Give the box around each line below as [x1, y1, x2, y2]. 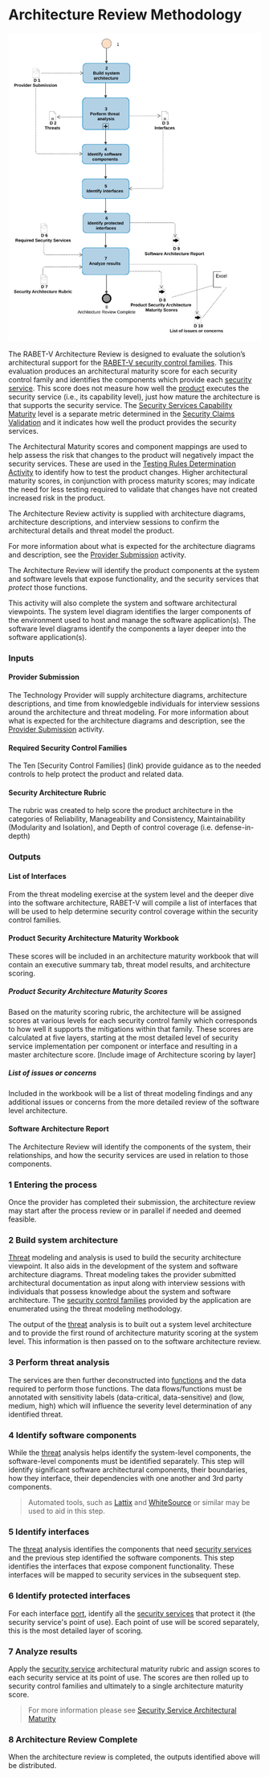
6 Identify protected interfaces [8, 1590, 131, 1602]
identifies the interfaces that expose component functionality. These [8, 1561, 234, 1571]
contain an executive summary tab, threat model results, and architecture [8, 959, 251, 969]
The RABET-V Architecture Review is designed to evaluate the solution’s [8, 348, 247, 359]
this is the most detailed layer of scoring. [8, 1626, 143, 1635]
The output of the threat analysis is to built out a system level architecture [8, 1320, 252, 1330]
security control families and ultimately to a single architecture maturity [8, 1680, 243, 1691]
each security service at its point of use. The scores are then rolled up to [8, 1672, 249, 1682]
